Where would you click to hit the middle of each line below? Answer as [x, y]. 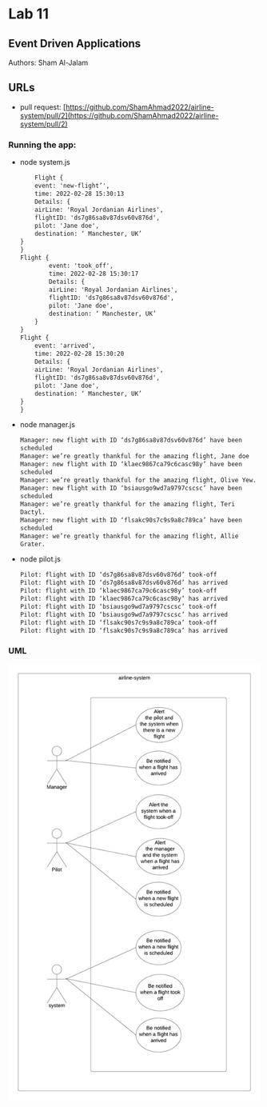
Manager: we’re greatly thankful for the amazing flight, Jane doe [134, 457]
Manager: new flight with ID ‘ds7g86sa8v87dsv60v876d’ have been [131, 441]
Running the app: [42, 145]
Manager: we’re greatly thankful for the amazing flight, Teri [128, 505]
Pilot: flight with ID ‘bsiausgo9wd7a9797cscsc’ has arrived [124, 615]
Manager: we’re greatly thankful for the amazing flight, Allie [129, 537]
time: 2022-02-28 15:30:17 [94, 274]
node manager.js [48, 425]
